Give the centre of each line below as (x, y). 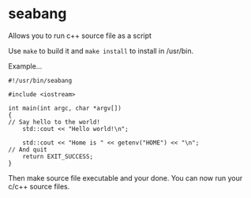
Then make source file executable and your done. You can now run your (126, 177)
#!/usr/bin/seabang (40, 80)
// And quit (28, 149)
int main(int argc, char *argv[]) (65, 108)
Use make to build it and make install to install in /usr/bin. (101, 50)
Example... (25, 66)
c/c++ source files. (39, 186)
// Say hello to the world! (54, 122)
